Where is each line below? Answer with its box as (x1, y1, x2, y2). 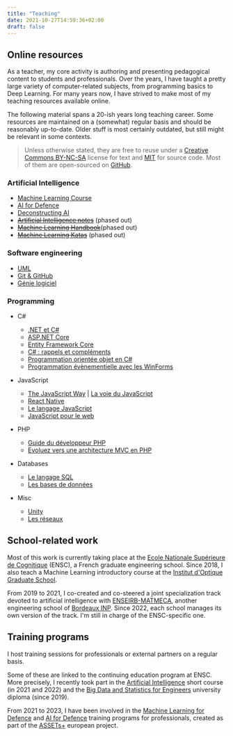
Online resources (7, 49, 83, 61)
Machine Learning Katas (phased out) (17, 231, 126, 239)
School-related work (7, 535, 99, 547)
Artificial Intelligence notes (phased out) (17, 216, 132, 225)
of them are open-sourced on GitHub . (24, 161, 133, 169)
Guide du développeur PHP (27, 439, 106, 447)
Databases (17, 460, 49, 468)
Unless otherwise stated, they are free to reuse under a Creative (24, 146, 209, 154)
